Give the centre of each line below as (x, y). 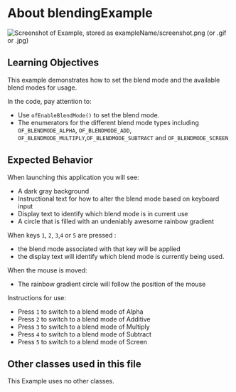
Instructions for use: (37, 297)
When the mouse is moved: (47, 270)
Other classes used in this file (74, 364)
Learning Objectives (53, 63)
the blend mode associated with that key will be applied (99, 249)
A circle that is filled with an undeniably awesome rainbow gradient (116, 221)
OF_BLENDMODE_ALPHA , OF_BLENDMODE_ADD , (75, 130)
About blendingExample (80, 13)
